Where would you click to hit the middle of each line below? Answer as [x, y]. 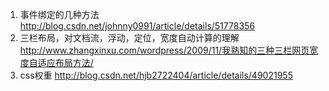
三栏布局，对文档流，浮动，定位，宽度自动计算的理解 [129, 37]
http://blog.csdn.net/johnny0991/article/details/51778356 [137, 26]
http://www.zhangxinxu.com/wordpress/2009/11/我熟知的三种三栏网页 [164, 50]
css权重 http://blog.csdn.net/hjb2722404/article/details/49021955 [156, 75]
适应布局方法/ [65, 62]
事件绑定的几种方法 [59, 14]
